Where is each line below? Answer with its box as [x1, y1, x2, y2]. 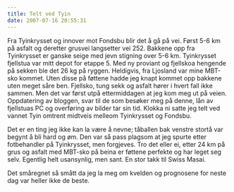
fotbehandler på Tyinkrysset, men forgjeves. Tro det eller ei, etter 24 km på [7, 140, 226, 148]
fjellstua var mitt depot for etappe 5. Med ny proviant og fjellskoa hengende [7, 59, 227, 67]
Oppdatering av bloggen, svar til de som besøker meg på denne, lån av [7, 96, 214, 104]
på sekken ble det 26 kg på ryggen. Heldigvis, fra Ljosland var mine [7, 66, 204, 75]
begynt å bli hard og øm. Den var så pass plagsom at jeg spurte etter [7, 132, 207, 141]
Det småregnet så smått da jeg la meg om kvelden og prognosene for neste [7, 169, 227, 177]
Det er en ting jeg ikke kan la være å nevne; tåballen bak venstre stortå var [7, 125, 223, 133]
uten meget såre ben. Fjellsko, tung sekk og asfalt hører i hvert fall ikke [7, 81, 213, 90]
